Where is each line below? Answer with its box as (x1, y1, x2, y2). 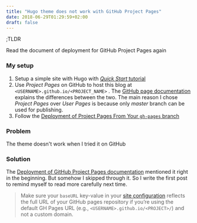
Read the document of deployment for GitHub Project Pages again (6, 47, 166, 54)
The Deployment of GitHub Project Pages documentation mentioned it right (6, 168, 188, 175)
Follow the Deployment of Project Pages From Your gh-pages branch (14, 112, 179, 119)
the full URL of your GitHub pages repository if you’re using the (20, 198, 173, 205)
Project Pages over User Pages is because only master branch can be (14, 100, 185, 107)
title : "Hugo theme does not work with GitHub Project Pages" (6, 8, 162, 15)
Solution (6, 155, 31, 163)
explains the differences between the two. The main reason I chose (14, 93, 178, 100)
